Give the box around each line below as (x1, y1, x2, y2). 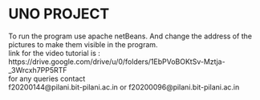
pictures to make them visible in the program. (8, 39, 158, 49)
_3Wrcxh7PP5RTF (8, 65, 67, 74)
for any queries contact (8, 74, 86, 83)
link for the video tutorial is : (8, 48, 100, 58)
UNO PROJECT (8, 5, 110, 23)
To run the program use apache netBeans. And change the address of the (8, 31, 253, 41)
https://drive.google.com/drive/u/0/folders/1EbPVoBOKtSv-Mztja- (8, 57, 226, 66)
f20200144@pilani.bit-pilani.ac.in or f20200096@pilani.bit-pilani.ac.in (8, 82, 240, 92)
